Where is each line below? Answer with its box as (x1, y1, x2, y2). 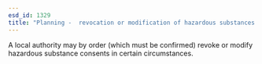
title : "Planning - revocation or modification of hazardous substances (8, 19, 256, 27)
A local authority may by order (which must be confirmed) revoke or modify (8, 40, 253, 49)
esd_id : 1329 (8, 11, 51, 20)
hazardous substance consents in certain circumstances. (8, 48, 194, 58)
